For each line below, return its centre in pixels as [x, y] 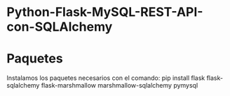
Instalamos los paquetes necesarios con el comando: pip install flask [106, 78]
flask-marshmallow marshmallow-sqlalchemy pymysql [120, 86]
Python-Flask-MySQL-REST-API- [105, 12]
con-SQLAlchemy [60, 27]
